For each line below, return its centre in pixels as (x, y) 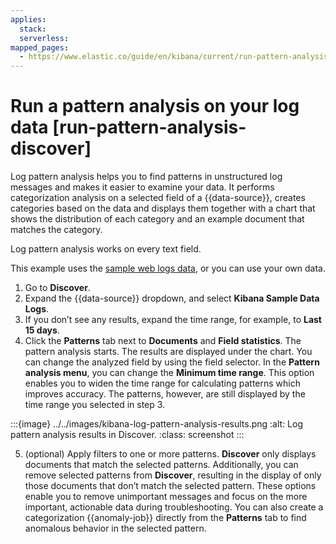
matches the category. (56, 230)
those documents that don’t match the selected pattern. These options (170, 486)
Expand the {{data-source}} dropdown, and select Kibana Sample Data (172, 298)
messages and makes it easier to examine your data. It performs (142, 187)
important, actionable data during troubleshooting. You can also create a (174, 507)
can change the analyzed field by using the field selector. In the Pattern (172, 362)
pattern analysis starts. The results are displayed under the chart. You (168, 352)
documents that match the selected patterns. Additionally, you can (161, 465)
